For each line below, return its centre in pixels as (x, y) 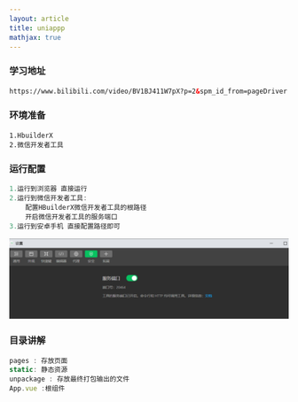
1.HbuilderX (31, 135)
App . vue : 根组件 (37, 389)
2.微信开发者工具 (36, 145)
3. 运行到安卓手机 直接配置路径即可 (65, 226)
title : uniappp (37, 28)
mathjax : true (35, 37)
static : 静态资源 (39, 370)
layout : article (39, 19)
